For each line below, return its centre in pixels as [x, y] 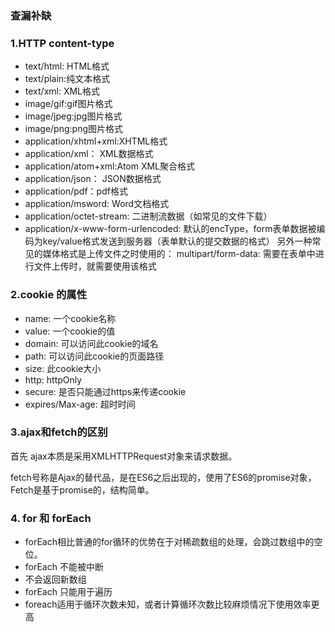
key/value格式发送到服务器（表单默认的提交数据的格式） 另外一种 [177, 241]
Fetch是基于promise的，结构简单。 [82, 489]
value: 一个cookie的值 [70, 331]
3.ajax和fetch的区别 [59, 432]
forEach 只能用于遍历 [68, 592]
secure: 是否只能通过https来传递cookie [105, 391]
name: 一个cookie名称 [70, 318]
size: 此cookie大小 [63, 368]
